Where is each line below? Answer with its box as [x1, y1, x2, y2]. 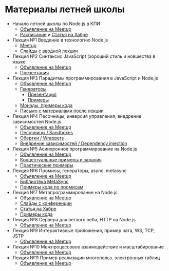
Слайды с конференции [20, 200, 72, 206]
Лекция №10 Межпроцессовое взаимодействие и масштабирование [12, 243, 164, 249]
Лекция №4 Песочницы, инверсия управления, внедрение [12, 113, 142, 119]
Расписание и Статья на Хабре [20, 31, 88, 37]
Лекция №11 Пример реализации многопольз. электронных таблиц [12, 255, 160, 261]
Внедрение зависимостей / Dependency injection [20, 140, 127, 147]
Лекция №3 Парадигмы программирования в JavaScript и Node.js [12, 75, 158, 81]
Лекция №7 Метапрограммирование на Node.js [12, 189, 118, 195]
